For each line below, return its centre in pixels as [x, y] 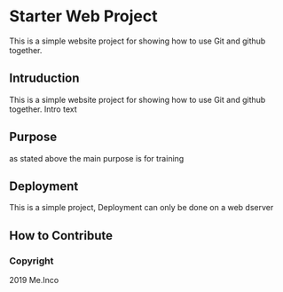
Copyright [31, 261]
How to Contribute [61, 236]
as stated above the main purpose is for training [97, 158]
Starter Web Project [83, 16]
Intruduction [44, 79]
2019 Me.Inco [34, 280]
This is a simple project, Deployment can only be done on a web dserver [141, 208]
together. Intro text [43, 109]
